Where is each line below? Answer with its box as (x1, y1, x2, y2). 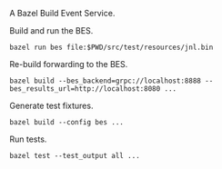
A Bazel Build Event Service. (9, 8, 116, 18)
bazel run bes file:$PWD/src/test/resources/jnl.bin (9, 43, 214, 52)
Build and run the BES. (9, 25, 94, 35)
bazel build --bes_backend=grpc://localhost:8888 (9, 76, 202, 85)
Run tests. (9, 134, 47, 144)
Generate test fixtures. (9, 100, 94, 111)
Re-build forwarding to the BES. (9, 59, 128, 69)
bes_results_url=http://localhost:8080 (9, 84, 161, 94)
